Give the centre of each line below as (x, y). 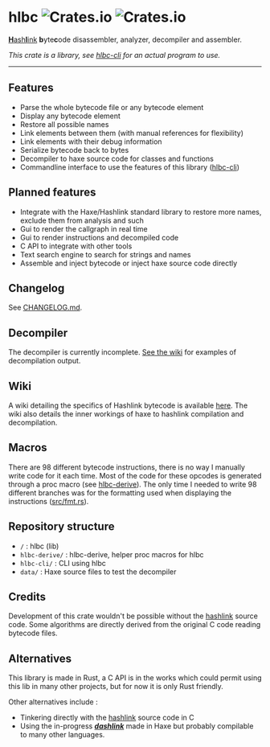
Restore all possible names (64, 124)
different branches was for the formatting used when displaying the (120, 493)
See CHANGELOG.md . (45, 308)
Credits (27, 597)
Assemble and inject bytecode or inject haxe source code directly (129, 263)
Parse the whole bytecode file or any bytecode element (112, 107)
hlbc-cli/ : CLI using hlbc (63, 563)
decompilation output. (45, 361)
